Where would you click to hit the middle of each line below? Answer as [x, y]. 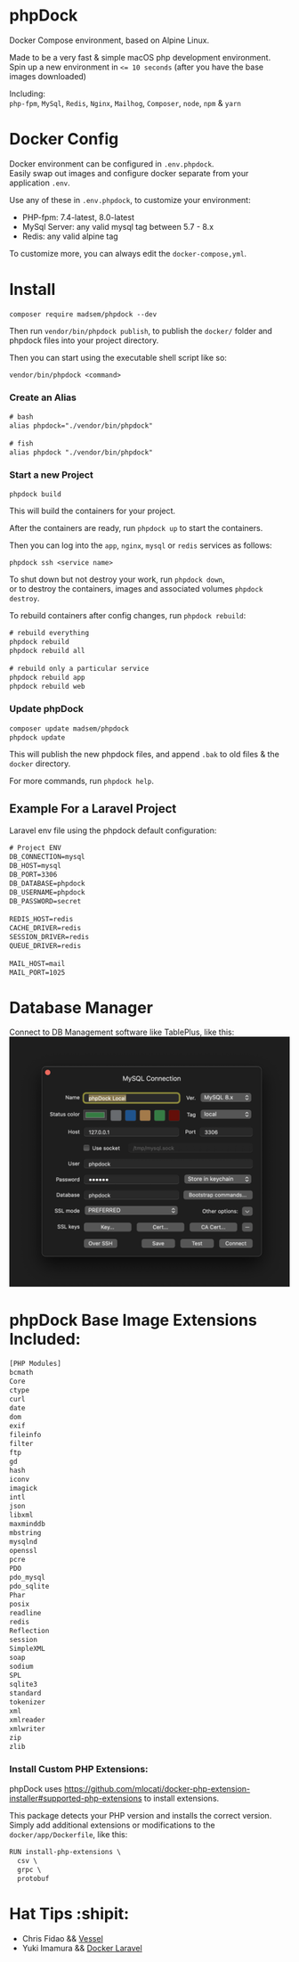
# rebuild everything [49, 634]
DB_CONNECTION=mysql [48, 856]
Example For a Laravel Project [93, 809]
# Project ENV [36, 847]
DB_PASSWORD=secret [45, 901]
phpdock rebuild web [48, 687]
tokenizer [28, 1703]
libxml [21, 1516]
